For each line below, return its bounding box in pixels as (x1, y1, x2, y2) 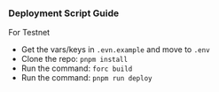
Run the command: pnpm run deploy (20, 73, 153, 83)
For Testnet (8, 27, 51, 38)
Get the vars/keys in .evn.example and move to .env (20, 44, 210, 55)
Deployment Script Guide (8, 7, 120, 19)
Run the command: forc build (20, 63, 133, 73)
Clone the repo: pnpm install (20, 54, 129, 65)
